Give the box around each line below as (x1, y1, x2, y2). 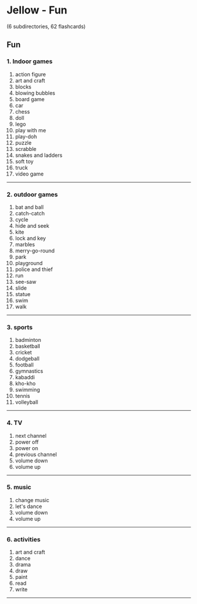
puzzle (15, 139, 32, 146)
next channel (15, 432, 47, 439)
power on (15, 444, 39, 451)
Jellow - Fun (6, 4, 68, 17)
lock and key (15, 235, 46, 242)
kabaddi (15, 374, 35, 381)
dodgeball (15, 355, 40, 362)
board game (15, 95, 45, 102)
